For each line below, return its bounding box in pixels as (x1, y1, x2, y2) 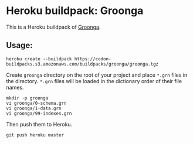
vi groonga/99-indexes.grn (6, 110, 72, 116)
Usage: (6, 40, 33, 50)
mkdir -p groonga (6, 95, 49, 101)
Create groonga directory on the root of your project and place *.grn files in (6, 71, 188, 78)
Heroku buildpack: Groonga (6, 4, 144, 18)
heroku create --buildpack (6, 56, 72, 62)
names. (6, 84, 24, 91)
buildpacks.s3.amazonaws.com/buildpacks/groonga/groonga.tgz (6, 61, 159, 67)
